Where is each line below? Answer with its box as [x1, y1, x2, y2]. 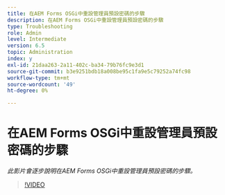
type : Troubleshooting [7, 23, 73, 30]
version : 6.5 [7, 42, 45, 49]
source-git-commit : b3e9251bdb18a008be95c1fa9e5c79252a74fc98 [7, 68, 191, 75]
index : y [7, 55, 33, 62]
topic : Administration [7, 49, 73, 56]
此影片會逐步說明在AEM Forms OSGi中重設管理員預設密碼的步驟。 [7, 167, 197, 175]
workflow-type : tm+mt [7, 74, 70, 82]
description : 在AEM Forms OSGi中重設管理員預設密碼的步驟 [7, 17, 164, 24]
